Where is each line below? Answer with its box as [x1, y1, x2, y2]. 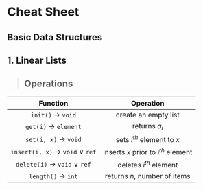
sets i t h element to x [115, 133, 180, 145]
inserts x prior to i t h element [102, 146, 193, 157]
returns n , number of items [105, 171, 191, 180]
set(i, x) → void [25, 134, 82, 144]
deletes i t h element [117, 158, 178, 169]
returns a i [132, 121, 163, 132]
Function [38, 98, 69, 108]
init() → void [30, 110, 77, 119]
